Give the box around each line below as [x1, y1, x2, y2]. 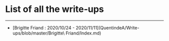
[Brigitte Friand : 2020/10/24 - [12, 24, 75, 30]
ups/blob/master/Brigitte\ [12, 30, 65, 36]
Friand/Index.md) [65, 30, 102, 36]
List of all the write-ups [5, 3, 104, 15]
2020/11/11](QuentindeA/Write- [75, 24, 140, 30]
